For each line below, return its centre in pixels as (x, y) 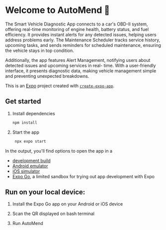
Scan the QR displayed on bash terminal (53, 214)
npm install (25, 122)
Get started (23, 102)
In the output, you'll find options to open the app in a (59, 151)
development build (31, 160)
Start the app (26, 132)
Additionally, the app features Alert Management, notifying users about (78, 60)
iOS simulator (26, 171)
